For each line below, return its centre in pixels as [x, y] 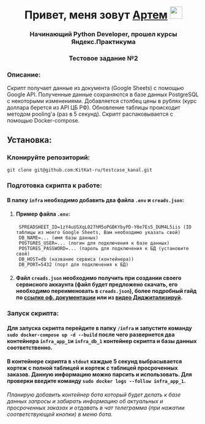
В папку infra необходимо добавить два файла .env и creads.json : [95, 200]
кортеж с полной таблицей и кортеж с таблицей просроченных [92, 368]
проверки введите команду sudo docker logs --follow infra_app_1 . [96, 381]
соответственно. [30, 347]
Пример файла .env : [43, 214]
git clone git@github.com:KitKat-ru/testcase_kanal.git [80, 170]
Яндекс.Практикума [103, 42]
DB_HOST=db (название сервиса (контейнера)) [76, 259]
